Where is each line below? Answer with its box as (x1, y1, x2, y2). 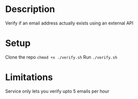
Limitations (5, 71, 53, 83)
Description (5, 3, 55, 15)
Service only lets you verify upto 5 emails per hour (5, 88, 109, 94)
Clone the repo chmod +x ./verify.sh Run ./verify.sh (5, 54, 117, 60)
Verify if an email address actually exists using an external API (5, 20, 134, 26)
